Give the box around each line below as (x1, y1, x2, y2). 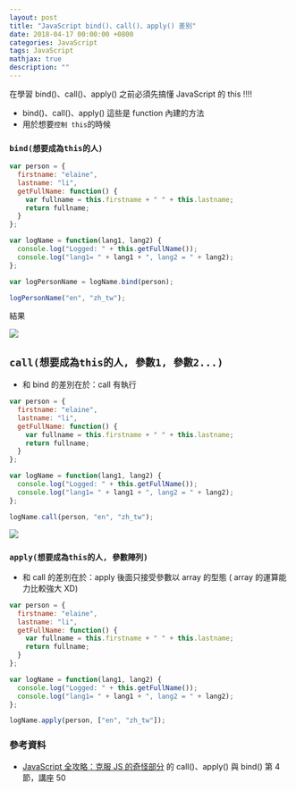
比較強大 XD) (30, 583, 79, 593)
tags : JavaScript (9, 46, 74, 55)
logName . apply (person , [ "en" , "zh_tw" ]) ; (9, 716, 166, 725)
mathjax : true (9, 55, 63, 63)
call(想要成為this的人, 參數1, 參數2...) (9, 356, 224, 369)
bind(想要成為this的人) (9, 143, 104, 153)
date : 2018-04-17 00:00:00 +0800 (9, 29, 134, 38)
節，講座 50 (21, 772, 66, 783)
